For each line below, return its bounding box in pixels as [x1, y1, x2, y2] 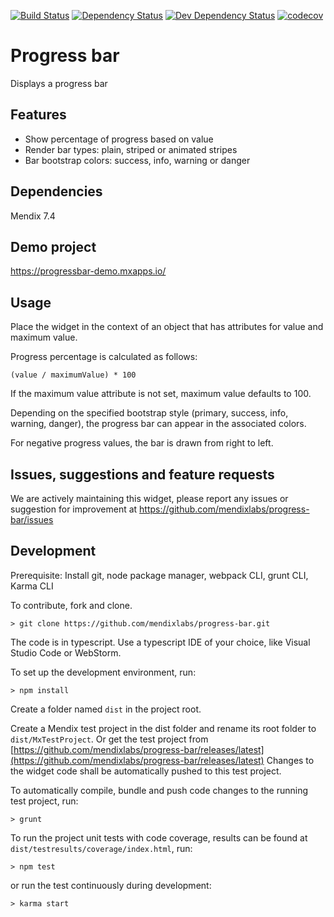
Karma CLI [10, 580, 54, 592]
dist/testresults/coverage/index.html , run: [10, 842, 193, 854]
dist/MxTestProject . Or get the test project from [10, 733, 209, 745]
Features [10, 106, 67, 124]
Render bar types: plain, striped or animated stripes [24, 143, 238, 155]
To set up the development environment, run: [10, 666, 197, 678]
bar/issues [10, 514, 54, 525]
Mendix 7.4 [10, 210, 56, 222]
